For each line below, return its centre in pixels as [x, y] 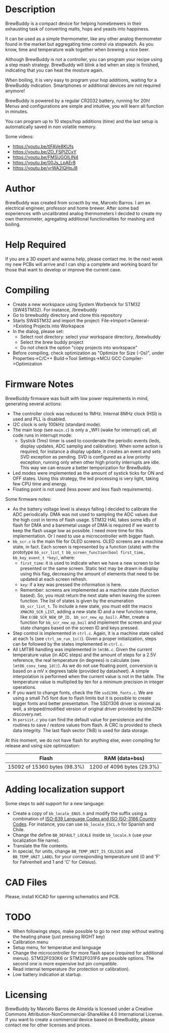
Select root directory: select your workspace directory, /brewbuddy [90, 337]
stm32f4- [154, 709]
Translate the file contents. [40, 845]
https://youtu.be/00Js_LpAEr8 [44, 162]
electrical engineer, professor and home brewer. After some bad [72, 208]
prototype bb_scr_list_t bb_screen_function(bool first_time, [79, 552]
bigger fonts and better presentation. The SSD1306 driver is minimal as [87, 703]
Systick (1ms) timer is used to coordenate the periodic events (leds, [90, 440]
